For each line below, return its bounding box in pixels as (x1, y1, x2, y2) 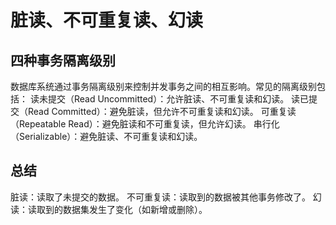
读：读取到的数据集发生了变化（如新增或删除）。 (10, 203, 208, 215)
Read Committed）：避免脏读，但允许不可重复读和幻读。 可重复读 (27, 106, 297, 117)
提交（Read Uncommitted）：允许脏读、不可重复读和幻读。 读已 (47, 93, 310, 105)
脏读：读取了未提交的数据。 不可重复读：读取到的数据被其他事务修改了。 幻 (10, 191, 322, 203)
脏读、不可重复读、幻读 (10, 9, 204, 32)
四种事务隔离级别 (10, 52, 116, 69)
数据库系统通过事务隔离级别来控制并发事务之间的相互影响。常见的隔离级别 (10, 81, 317, 92)
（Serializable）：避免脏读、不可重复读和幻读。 (10, 131, 203, 142)
